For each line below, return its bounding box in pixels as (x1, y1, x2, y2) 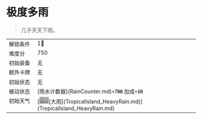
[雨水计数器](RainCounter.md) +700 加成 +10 (37, 88, 143, 95)
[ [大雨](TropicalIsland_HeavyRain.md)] (37, 97, 143, 105)
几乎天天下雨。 (20, 26, 58, 34)
